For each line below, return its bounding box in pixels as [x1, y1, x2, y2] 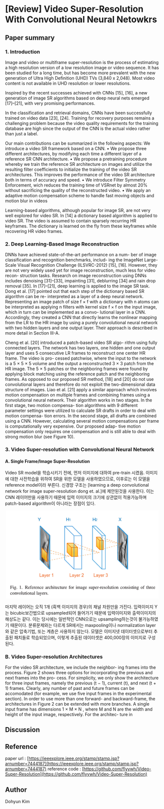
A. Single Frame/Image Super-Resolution [5, 458, 90, 464]
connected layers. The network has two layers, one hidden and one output [5, 345, 156, 351]
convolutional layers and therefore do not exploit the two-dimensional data [5, 381, 156, 387]
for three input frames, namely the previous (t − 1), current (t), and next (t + [5, 680, 157, 686]
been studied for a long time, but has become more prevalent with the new [5, 70, 156, 76]
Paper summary [5, 33, 55, 42]
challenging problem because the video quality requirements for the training [5, 120, 159, 126]
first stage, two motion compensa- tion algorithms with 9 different [5, 403, 138, 408]
